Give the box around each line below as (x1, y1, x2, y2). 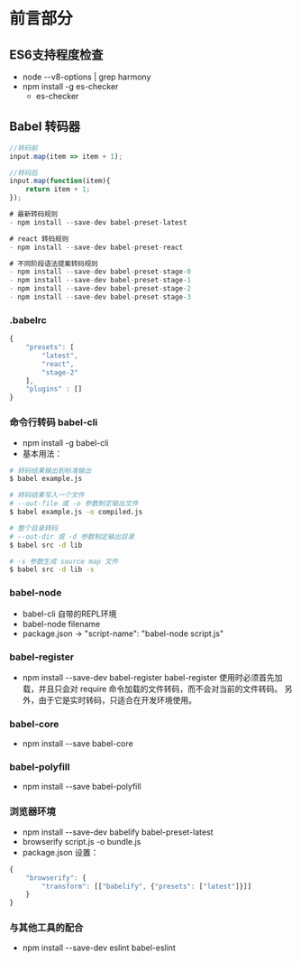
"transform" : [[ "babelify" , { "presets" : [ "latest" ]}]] (41, 882, 252, 891)
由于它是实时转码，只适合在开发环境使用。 (38, 694, 196, 705)
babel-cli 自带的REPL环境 (22, 608, 117, 619)
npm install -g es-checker (22, 81, 119, 91)
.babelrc (9, 313, 47, 326)
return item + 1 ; (25, 185, 91, 194)
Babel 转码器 (9, 119, 81, 134)
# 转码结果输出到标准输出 (9, 466, 92, 475)
